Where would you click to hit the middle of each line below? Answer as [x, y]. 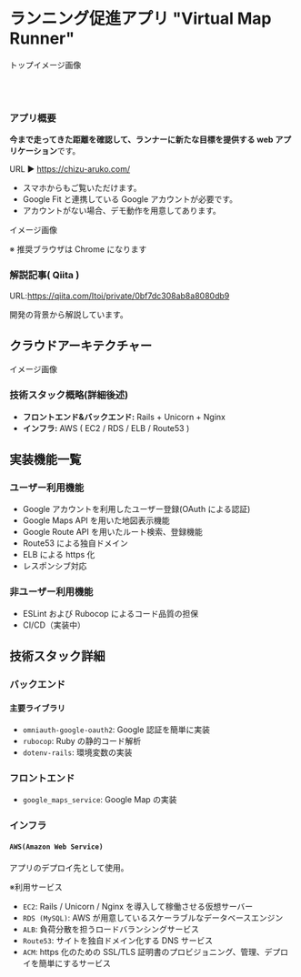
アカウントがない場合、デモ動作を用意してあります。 [121, 211]
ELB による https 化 [59, 555]
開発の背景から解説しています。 [69, 314]
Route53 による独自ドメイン [75, 543]
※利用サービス [36, 887]
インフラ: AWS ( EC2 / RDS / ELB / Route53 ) [106, 428]
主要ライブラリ [37, 708]
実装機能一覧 [45, 460]
